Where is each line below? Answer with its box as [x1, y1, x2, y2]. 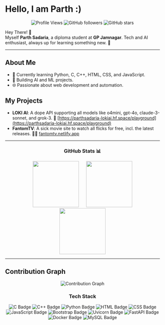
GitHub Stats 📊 [63, 148, 102, 154]
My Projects [5, 97, 43, 105]
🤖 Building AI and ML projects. [12, 77, 74, 83]
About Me [5, 59, 36, 67]
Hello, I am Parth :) [5, 3, 82, 15]
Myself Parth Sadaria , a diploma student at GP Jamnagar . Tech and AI [5, 34, 148, 40]
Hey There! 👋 [5, 29, 32, 35]
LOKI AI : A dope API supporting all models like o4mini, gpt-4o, [12, 110, 138, 116]
